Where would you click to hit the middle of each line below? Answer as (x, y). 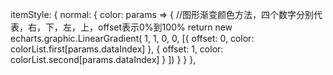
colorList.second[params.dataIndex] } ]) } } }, (103, 59)
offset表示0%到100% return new (165, 27)
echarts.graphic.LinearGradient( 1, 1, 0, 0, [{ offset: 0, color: (132, 38)
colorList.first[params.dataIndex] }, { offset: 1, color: (117, 49)
